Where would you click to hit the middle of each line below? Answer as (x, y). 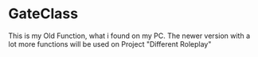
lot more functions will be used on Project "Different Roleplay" (110, 44)
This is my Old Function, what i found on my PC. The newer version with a (129, 36)
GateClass (43, 14)
